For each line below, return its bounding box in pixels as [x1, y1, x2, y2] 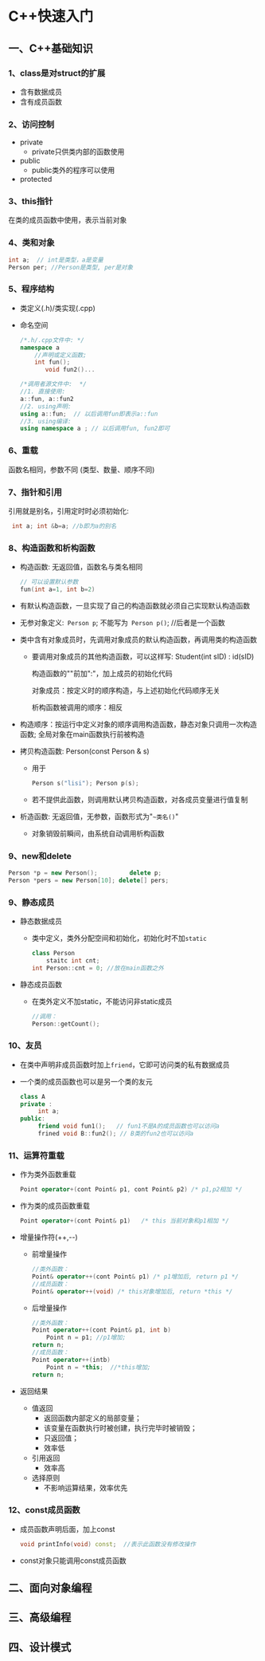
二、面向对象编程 [8, 1581, 92, 1595]
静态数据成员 [19, 916, 62, 926]
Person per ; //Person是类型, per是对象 [8, 263, 134, 271]
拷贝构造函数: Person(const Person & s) [19, 746, 150, 756]
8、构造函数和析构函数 [8, 542, 95, 553]
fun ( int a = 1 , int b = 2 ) [19, 585, 95, 593]
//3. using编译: [19, 417, 72, 425]
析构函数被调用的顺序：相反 [31, 703, 123, 712]
